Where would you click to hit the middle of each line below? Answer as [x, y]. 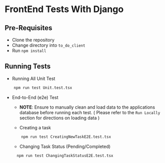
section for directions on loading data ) [59, 118]
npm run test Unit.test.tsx [43, 88]
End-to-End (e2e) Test [35, 97]
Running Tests [28, 66]
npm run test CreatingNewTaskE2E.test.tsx [66, 137]
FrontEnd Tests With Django [64, 9]
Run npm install [29, 51]
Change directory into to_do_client [49, 45]
